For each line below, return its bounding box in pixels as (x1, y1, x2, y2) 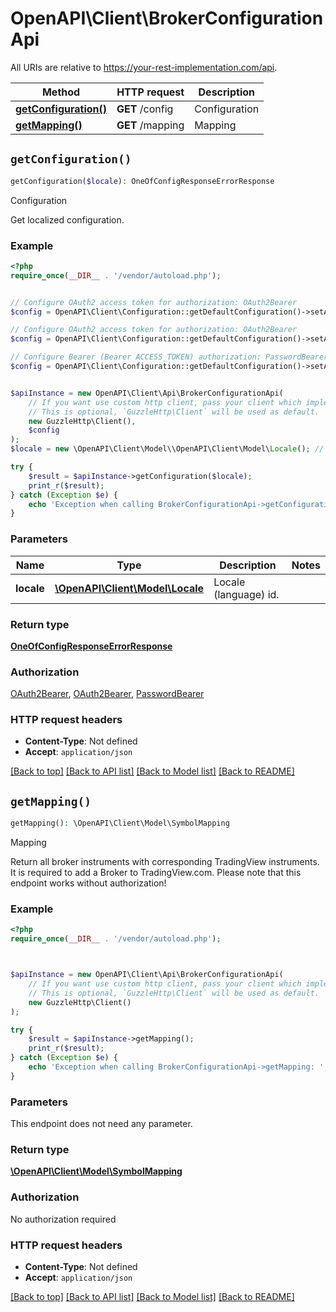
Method (41, 85, 81, 99)
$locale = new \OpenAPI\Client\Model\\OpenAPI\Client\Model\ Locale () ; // (10, 444, 325, 454)
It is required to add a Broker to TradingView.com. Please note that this (10, 867, 302, 879)
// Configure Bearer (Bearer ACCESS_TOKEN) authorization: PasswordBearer (10, 352, 329, 362)
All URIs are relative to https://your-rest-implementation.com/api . (10, 61, 278, 73)
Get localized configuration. (10, 213, 125, 226)
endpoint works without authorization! (10, 877, 167, 889)
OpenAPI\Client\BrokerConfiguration (10, 7, 324, 30)
